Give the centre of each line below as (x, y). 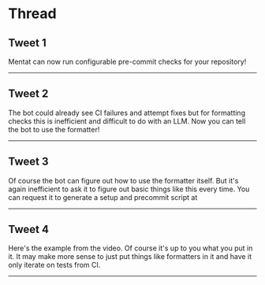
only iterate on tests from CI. (54, 265)
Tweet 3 (28, 162)
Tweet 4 (29, 229)
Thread (32, 14)
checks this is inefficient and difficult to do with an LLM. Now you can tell (127, 121)
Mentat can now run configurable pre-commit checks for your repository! (127, 61)
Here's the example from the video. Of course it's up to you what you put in (131, 248)
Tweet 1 (28, 43)
